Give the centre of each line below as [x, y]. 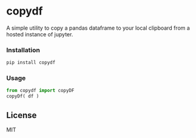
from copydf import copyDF [40, 91]
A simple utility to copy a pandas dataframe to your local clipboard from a [98, 28]
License [22, 115]
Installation [23, 50]
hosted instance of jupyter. [40, 34]
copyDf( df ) [23, 96]
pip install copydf [31, 63]
